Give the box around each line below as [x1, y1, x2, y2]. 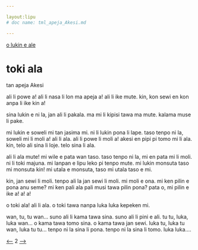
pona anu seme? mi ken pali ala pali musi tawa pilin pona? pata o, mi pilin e [6, 184, 189, 191]
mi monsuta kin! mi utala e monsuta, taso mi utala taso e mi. [6, 166, 153, 173]
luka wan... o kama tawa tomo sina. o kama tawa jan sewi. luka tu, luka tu [6, 220, 186, 227]
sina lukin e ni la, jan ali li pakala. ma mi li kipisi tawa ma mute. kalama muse [6, 111, 191, 118]
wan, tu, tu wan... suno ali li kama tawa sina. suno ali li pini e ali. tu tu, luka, [6, 213, 188, 221]
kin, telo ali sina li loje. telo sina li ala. [6, 141, 96, 149]
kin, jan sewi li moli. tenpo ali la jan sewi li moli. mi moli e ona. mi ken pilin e [6, 177, 190, 185]
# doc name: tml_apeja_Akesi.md [6, 19, 86, 26]
